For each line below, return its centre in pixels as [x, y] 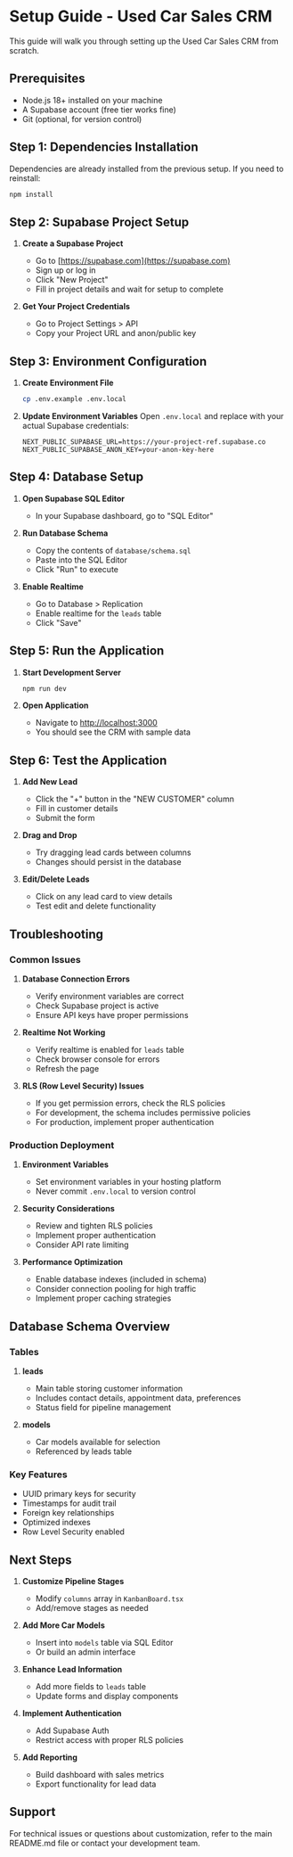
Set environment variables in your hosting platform [128, 1182]
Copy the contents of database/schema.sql [113, 550]
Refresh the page [67, 1068]
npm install [31, 194]
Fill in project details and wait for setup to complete [130, 289]
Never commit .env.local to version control [115, 1191]
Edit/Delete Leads [56, 879]
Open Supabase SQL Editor [73, 498]
